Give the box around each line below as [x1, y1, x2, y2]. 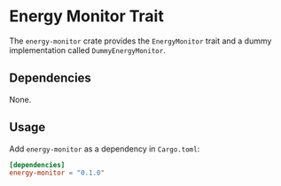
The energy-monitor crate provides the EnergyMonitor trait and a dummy [9, 35, 272, 46]
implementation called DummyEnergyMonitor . [9, 44, 166, 55]
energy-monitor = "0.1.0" [9, 168, 105, 178]
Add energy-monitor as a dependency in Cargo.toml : [9, 143, 200, 154]
